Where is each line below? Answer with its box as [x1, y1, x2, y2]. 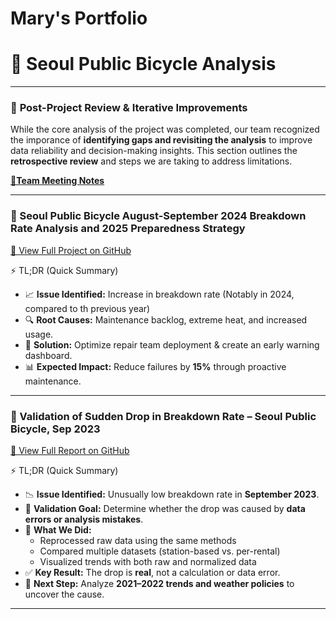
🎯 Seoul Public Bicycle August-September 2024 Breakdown [10, 209, 307, 223]
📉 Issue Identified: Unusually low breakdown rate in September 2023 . [24, 488, 320, 501]
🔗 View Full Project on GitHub [10, 244, 132, 256]
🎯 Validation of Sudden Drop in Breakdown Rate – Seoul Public [10, 409, 317, 423]
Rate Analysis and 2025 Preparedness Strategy [10, 222, 246, 236]
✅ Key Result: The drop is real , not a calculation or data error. [24, 567, 281, 579]
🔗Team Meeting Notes [10, 175, 105, 187]
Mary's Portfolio [10, 7, 148, 30]
